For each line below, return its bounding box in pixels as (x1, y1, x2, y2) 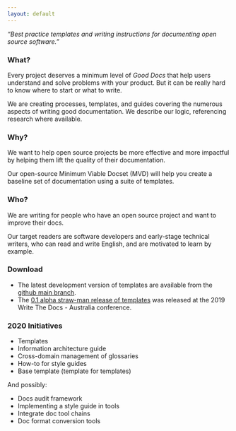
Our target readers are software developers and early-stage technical (7, 232, 210, 240)
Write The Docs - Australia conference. (17, 303, 132, 312)
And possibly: (7, 381, 47, 389)
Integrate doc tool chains (17, 409, 90, 418)
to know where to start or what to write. (7, 85, 122, 94)
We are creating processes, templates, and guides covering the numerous (7, 100, 223, 108)
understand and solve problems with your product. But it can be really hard (7, 78, 226, 87)
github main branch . (17, 288, 76, 297)
